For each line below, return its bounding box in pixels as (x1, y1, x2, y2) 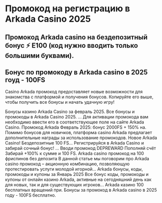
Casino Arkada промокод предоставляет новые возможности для (5, 89, 143, 95)
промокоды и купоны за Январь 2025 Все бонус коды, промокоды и (5, 172, 149, 177)
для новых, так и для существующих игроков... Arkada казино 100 (5, 182, 144, 188)
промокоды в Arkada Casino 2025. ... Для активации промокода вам (5, 114, 149, 120)
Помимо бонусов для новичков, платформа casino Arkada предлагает (5, 130, 152, 136)
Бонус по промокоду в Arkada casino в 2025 (5, 68, 148, 76)
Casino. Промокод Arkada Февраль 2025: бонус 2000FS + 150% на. (5, 124, 146, 130)
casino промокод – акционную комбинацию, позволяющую (5, 161, 130, 167)
